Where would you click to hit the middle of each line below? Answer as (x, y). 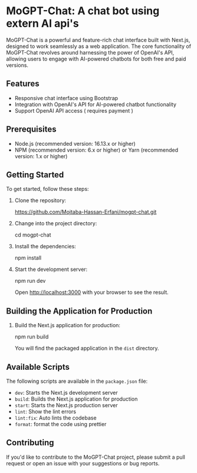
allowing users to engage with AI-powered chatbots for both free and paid (96, 59)
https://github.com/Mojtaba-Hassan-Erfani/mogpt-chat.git (86, 212)
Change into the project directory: (56, 223)
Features (23, 84)
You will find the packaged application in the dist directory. (87, 349)
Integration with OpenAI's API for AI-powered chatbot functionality (96, 104)
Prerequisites (31, 130)
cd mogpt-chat (33, 235)
